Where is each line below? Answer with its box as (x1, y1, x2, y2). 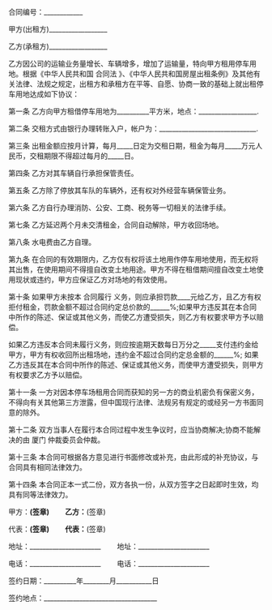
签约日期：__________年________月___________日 (8, 576, 159, 586)
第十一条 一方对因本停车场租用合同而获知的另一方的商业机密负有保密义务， (8, 388, 259, 397)
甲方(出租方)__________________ (8, 24, 108, 34)
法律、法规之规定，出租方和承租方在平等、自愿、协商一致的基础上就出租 (15, 79, 257, 88)
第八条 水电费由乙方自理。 (8, 238, 96, 247)
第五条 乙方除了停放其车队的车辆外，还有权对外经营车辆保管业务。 (8, 186, 231, 195)
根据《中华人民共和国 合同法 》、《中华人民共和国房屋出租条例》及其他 (22, 69, 253, 79)
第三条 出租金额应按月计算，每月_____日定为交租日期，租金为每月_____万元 (8, 141, 256, 150)
